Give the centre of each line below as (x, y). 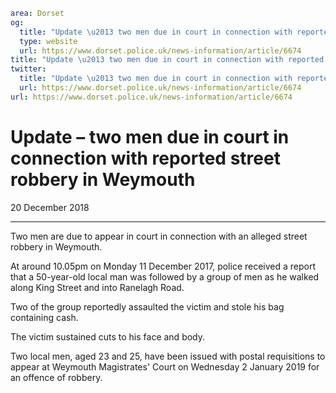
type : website (48, 41)
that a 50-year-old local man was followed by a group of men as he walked (165, 276)
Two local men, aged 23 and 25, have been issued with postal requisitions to (168, 356)
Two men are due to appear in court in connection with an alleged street (159, 236)
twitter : (28, 69)
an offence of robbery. (56, 377)
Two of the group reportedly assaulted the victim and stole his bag (147, 306)
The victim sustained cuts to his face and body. (108, 336)
